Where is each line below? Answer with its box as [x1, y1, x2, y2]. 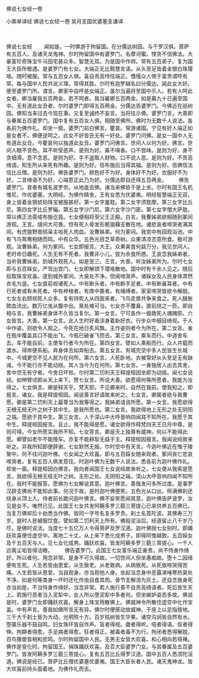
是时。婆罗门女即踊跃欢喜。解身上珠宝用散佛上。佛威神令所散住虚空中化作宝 [6, 599, 193, 606]
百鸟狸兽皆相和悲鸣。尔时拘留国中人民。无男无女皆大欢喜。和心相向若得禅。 [6, 636, 193, 642]
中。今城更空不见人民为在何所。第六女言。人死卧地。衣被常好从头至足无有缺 [6, 354, 193, 361]
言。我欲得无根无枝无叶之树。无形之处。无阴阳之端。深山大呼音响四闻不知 [6, 473, 188, 479]
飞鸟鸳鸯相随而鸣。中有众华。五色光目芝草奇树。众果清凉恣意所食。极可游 [11, 236, 193, 242]
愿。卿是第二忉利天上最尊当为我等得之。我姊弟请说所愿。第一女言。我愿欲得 [6, 399, 193, 405]
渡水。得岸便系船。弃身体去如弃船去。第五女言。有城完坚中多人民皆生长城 [6, 347, 188, 354]
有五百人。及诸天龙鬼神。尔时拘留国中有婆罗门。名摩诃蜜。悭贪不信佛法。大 [6, 50, 193, 57]
